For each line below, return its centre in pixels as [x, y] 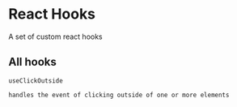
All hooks [32, 62]
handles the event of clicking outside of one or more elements [119, 95]
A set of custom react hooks [55, 36]
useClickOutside [36, 81]
